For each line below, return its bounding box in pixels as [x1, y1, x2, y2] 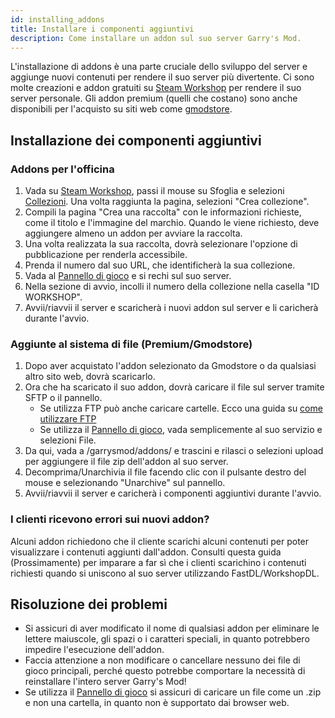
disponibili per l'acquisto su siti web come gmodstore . [10, 103, 233, 115]
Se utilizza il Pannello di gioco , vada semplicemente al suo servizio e [39, 424, 323, 436]
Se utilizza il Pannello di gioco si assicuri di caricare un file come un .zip [24, 686, 322, 698]
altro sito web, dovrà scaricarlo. [24, 371, 156, 383]
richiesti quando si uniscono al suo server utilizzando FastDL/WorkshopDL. [10, 567, 320, 579]
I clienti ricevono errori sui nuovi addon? [10, 512, 210, 526]
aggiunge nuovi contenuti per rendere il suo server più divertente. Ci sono [10, 71, 315, 83]
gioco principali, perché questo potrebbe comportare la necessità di [24, 665, 306, 677]
